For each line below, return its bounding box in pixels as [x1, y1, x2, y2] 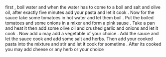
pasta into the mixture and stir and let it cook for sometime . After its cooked [5, 41, 162, 47]
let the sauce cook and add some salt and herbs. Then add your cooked [5, 36, 153, 42]
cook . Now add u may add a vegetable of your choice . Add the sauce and [5, 31, 159, 36]
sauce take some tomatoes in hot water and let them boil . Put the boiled [5, 15, 154, 20]
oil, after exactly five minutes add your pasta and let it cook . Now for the [5, 9, 155, 15]
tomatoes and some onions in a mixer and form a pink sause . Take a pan [5, 20, 156, 26]
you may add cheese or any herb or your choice [5, 47, 104, 52]
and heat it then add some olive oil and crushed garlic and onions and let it [5, 25, 159, 31]
